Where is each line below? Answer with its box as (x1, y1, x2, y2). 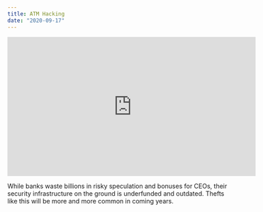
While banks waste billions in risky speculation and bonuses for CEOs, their (7, 182, 228, 190)
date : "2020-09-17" (7, 17, 65, 24)
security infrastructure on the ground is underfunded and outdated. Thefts (7, 189, 225, 198)
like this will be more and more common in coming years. (7, 196, 174, 205)
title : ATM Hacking (7, 10, 65, 18)
